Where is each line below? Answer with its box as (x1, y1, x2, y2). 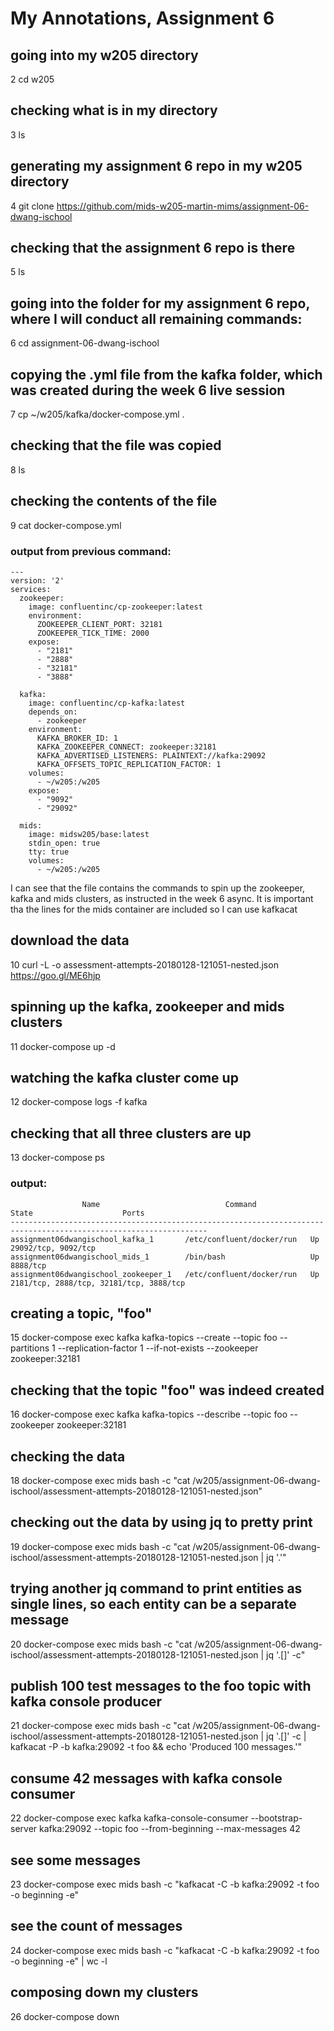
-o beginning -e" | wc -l (10, 1955, 108, 1967)
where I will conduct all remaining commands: (10, 310, 303, 327)
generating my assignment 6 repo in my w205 (10, 158, 303, 175)
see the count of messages (10, 1918, 183, 1935)
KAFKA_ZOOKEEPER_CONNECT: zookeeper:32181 (36, 742, 217, 752)
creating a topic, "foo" (10, 1305, 153, 1322)
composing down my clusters (10, 1984, 199, 2001)
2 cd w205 (10, 73, 55, 85)
